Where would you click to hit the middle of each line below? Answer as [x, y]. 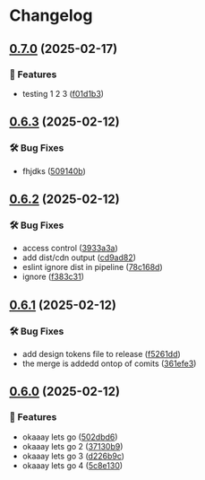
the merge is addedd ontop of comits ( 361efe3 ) [109, 363]
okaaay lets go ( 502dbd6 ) [70, 437]
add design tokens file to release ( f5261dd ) [101, 353]
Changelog [51, 16]
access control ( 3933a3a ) [70, 249]
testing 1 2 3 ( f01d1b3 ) [63, 93]
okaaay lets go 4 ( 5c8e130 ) [73, 465]
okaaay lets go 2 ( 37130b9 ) [73, 446]
